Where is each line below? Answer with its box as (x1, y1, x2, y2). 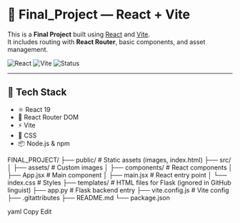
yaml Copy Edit (7, 207, 52, 216)
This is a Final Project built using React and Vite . (7, 30, 151, 38)
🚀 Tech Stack (7, 86, 67, 98)
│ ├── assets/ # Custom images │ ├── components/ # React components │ (7, 163, 233, 172)
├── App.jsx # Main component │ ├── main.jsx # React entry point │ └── (7, 170, 227, 179)
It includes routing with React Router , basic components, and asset (7, 37, 206, 46)
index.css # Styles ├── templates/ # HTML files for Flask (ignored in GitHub (7, 178, 232, 187)
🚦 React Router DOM (17, 113, 79, 121)
